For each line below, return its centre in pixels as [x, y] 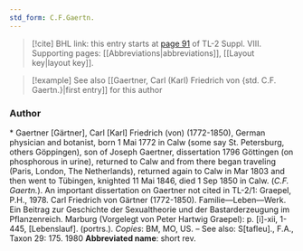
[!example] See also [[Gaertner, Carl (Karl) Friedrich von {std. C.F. [154, 80]
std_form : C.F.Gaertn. [52, 18]
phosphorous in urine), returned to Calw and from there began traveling [142, 161]
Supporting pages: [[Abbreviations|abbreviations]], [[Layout [143, 53]
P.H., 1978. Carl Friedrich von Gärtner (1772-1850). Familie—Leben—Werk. [148, 200]
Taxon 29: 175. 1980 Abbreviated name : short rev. [103, 238]
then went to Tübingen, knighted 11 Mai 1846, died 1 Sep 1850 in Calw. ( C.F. [149, 181]
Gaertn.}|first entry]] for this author [97, 89]
